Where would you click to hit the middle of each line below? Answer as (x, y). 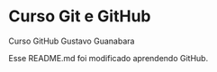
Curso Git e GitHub (80, 16)
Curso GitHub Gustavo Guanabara (72, 41)
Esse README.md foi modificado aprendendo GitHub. (108, 58)
